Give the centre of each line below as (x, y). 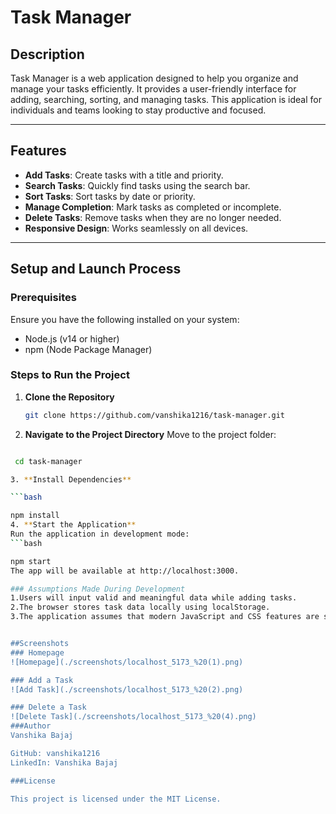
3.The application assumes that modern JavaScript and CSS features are (165, 617)
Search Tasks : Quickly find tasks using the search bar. (137, 185)
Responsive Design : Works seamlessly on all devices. (136, 228)
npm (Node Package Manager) (88, 349)
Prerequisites (43, 298)
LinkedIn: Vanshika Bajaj (64, 762)
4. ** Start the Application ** (73, 525)
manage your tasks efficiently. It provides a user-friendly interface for (153, 89)
